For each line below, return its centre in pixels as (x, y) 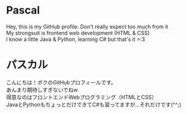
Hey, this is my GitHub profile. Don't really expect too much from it (87, 27)
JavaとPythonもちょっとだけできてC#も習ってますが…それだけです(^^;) (94, 105)
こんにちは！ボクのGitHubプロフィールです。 (61, 82)
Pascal (23, 10)
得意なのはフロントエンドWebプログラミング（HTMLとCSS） (82, 97)
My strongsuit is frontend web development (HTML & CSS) (78, 32)
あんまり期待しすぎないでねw (42, 90)
